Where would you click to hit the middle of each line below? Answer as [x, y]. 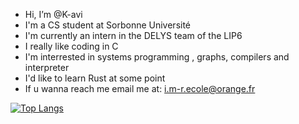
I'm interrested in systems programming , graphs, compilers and [157, 57]
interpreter [47, 67]
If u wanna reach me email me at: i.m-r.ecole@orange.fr [140, 88]
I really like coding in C [71, 46]
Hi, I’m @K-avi [53, 14]
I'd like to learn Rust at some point [95, 78]
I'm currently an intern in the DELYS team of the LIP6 [133, 35]
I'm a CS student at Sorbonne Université [108, 25]
